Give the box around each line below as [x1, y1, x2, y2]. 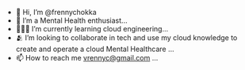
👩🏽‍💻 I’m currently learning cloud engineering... [15, 24, 169, 33]
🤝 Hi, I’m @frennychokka [15, 8, 97, 17]
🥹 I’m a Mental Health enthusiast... [15, 16, 128, 25]
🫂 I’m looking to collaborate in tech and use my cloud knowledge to [15, 33, 238, 42]
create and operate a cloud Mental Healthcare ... [15, 44, 174, 53]
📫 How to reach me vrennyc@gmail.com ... [15, 53, 159, 62]
